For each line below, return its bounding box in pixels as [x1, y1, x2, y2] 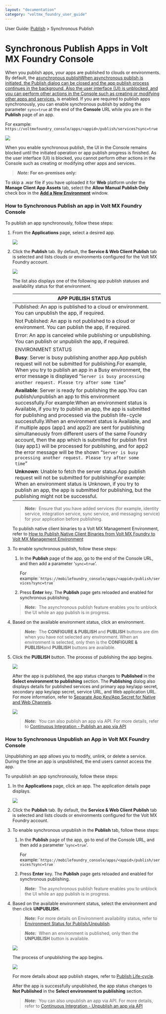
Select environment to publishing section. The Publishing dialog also [12, 678, 156, 684]
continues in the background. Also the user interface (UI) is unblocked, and [5, 85, 158, 92]
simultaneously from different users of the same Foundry [14, 430, 147, 437]
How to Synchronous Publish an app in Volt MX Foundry [5, 203, 142, 210]
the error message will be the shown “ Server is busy [14, 449, 138, 456]
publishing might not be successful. [14, 492, 98, 499]
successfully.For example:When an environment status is [14, 399, 147, 406]
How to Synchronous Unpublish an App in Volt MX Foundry [5, 736, 150, 743]
